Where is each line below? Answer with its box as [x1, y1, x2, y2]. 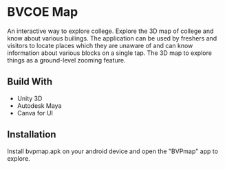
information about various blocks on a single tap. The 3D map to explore [7, 49, 212, 57]
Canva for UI [17, 109, 54, 117]
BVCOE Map [7, 4, 78, 20]
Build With [7, 76, 53, 88]
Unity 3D [17, 94, 43, 102]
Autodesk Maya [17, 101, 62, 110]
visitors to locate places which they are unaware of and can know [7, 41, 193, 49]
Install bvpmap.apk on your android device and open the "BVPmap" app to [7, 147, 219, 155]
